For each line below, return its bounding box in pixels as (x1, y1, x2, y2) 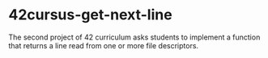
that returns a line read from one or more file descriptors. (8, 40, 199, 50)
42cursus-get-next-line (8, 6, 172, 24)
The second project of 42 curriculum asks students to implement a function (8, 32, 261, 42)
